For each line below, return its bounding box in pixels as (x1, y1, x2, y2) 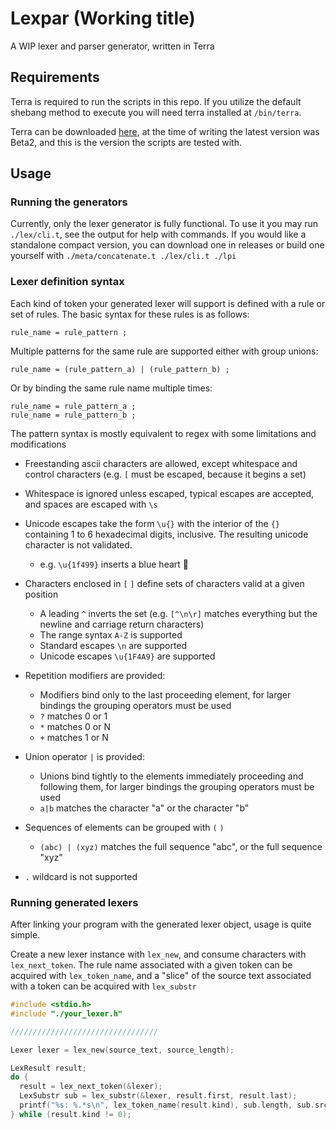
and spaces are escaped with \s (24, 498, 158, 510)
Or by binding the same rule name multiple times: (10, 382, 213, 394)
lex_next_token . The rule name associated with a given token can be (10, 959, 293, 971)
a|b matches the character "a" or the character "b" (39, 802, 250, 814)
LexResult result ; (10, 1063, 87, 1073)
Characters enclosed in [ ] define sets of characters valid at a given (24, 577, 305, 589)
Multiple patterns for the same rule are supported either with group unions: (10, 345, 319, 357)
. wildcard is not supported (24, 870, 138, 882)
